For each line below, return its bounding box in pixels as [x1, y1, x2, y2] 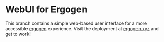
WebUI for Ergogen [5, 4, 88, 15]
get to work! [5, 31, 31, 37]
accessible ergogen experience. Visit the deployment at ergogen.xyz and [5, 25, 159, 31]
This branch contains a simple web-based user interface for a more [5, 20, 147, 26]
